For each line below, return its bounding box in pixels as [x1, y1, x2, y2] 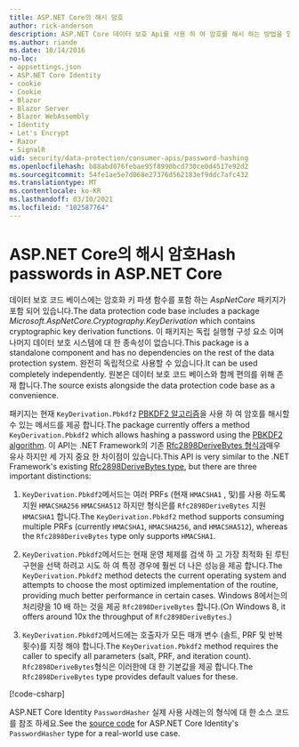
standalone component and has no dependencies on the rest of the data [9, 347, 275, 357]
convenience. [9, 390, 60, 400]
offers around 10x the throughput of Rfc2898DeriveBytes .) [21, 611, 233, 622]
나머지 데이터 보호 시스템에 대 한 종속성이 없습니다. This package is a [9, 337, 249, 348]
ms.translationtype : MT [9, 179, 98, 188]
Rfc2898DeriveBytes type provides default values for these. [21, 671, 238, 681]
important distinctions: [9, 470, 92, 481]
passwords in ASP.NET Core [9, 263, 222, 284]
